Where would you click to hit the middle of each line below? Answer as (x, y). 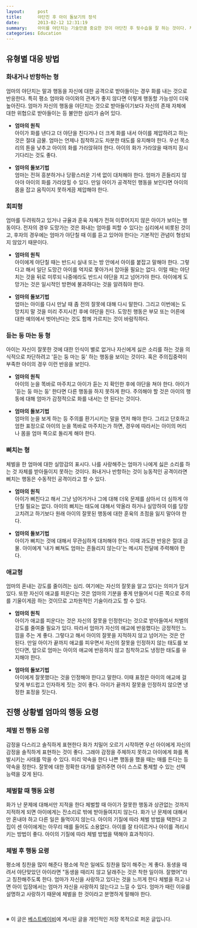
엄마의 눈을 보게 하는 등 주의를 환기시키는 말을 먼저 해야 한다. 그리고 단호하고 (102, 419)
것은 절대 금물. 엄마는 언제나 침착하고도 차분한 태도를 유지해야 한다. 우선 (96, 140)
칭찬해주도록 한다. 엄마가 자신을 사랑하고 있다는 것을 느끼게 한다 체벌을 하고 (98, 879)
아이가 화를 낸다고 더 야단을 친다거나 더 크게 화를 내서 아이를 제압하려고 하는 (101, 132)
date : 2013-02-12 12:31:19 (47, 22)
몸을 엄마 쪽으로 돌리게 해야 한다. (58, 433)
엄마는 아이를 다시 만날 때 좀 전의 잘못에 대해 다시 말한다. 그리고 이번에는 (97, 304)
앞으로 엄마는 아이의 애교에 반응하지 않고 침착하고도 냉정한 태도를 (106, 650)
